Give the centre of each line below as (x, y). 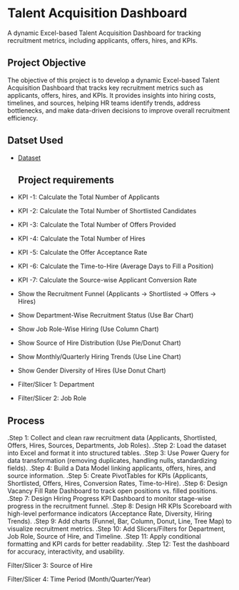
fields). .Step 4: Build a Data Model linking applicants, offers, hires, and (112, 468)
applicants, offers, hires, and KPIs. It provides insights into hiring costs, (112, 95)
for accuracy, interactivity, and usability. (66, 551)
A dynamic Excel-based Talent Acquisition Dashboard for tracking (104, 33)
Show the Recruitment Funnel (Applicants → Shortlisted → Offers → (117, 294)
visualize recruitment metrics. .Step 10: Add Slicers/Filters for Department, (117, 529)
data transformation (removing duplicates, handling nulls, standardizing (112, 461)
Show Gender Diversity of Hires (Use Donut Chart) (92, 371)
